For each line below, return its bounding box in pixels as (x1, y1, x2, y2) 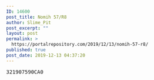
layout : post (6, 31, 38, 36)
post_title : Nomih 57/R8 (6, 14, 67, 20)
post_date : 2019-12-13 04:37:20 (6, 52, 85, 58)
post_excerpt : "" (6, 25, 49, 31)
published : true (6, 47, 46, 53)
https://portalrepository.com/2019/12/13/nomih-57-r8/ (11, 42, 149, 48)
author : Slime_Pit (6, 19, 51, 25)
